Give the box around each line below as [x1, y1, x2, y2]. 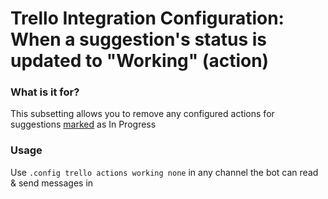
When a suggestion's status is [10, 28, 268, 51]
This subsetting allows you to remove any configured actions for [10, 108, 275, 120]
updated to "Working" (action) [10, 50, 270, 72]
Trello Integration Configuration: [10, 7, 285, 30]
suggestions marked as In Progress [10, 118, 157, 131]
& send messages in [10, 177, 94, 189]
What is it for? [10, 85, 80, 99]
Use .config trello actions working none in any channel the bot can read [10, 166, 319, 178]
